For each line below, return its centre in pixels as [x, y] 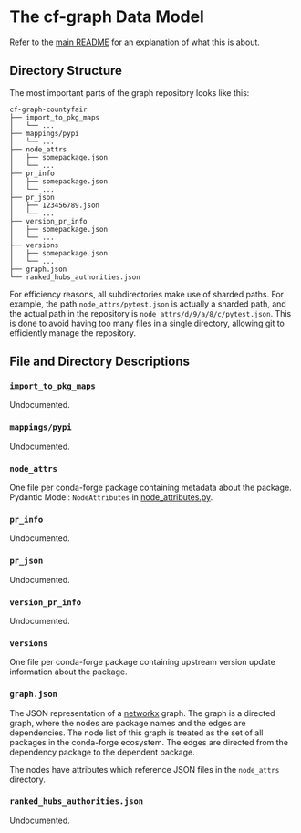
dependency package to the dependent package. [102, 752]
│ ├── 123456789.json [55, 205]
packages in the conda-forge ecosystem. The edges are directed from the [149, 742]
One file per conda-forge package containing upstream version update [142, 662]
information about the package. [68, 672]
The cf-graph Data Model [107, 17]
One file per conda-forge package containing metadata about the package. [150, 488]
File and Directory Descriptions [99, 362]
